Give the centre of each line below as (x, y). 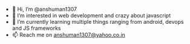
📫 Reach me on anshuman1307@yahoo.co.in (69, 35)
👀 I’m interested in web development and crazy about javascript (91, 15)
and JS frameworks (36, 28)
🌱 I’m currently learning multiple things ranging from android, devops (98, 22)
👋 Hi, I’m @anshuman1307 (44, 9)
